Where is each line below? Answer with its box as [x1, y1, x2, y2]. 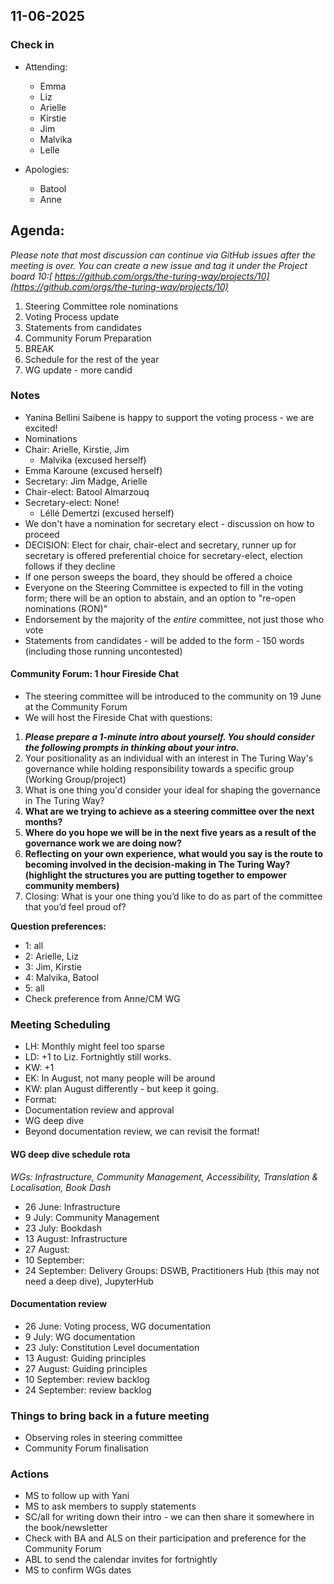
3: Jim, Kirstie [24, 961, 82, 973]
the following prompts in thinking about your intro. [24, 742, 240, 753]
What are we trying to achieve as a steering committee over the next [24, 805, 315, 817]
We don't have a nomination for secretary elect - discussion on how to [24, 517, 315, 529]
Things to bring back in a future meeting [10, 1409, 210, 1423]
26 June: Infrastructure [24, 1200, 121, 1213]
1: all [24, 940, 44, 951]
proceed [24, 528, 60, 540]
